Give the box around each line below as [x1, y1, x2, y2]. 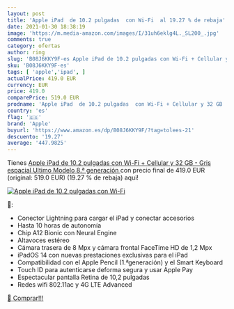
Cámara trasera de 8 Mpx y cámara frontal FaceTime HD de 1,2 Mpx [17, 244, 212, 252]
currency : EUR [7, 81, 49, 88]
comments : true [7, 36, 52, 43]
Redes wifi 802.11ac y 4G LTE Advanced [17, 280, 132, 289]
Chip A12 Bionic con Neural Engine [17, 229, 117, 237]
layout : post [7, 10, 45, 17]
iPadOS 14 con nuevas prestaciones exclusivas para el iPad [17, 251, 188, 260]
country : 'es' [7, 107, 49, 114]
